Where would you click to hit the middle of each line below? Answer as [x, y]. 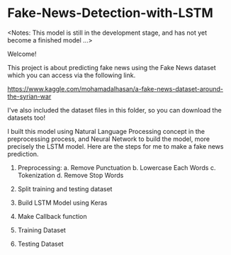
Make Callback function [52, 216]
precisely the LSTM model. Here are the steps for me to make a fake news [115, 146]
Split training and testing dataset [65, 188]
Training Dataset [41, 230]
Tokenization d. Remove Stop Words [71, 175]
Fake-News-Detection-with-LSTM [111, 13]
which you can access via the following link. [72, 75]
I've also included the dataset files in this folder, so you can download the [114, 110]
